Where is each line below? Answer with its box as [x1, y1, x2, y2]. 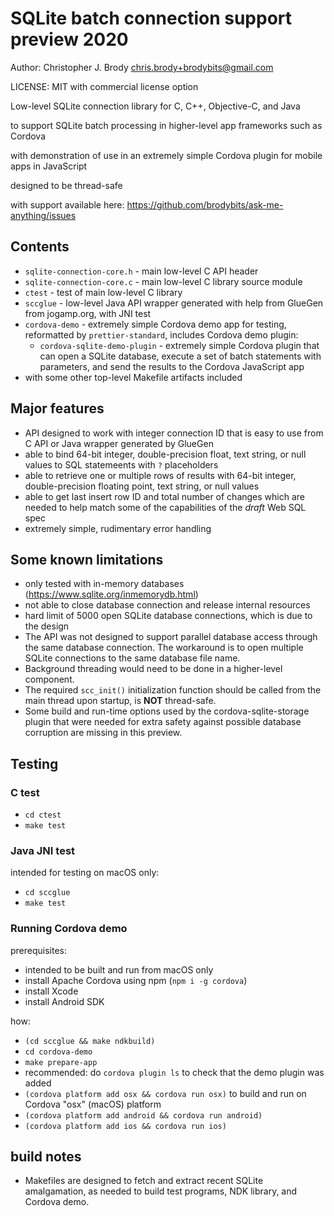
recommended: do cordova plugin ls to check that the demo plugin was [24, 1066, 325, 1078]
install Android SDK [24, 995, 105, 1007]
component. [24, 673, 75, 686]
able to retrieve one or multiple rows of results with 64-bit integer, [24, 469, 297, 481]
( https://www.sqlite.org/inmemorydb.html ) [24, 588, 199, 601]
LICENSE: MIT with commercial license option [10, 80, 199, 92]
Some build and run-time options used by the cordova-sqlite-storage [24, 705, 310, 717]
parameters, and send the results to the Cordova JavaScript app [39, 360, 305, 372]
